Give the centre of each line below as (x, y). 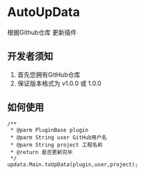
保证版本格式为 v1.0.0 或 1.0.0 (59, 83)
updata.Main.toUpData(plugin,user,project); (73, 165)
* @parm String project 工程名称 (56, 145)
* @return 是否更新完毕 (41, 152)
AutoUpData (43, 12)
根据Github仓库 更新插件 (42, 32)
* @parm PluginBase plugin (49, 130)
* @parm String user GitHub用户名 (58, 137)
